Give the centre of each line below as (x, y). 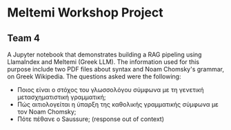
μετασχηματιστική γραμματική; (61, 97)
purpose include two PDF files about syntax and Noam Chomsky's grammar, (116, 69)
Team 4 (23, 38)
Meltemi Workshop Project (85, 13)
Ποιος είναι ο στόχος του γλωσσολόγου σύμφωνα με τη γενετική (111, 90)
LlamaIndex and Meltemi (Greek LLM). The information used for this (103, 62)
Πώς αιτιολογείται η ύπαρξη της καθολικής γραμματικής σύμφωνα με (118, 104)
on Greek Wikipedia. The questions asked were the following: (94, 76)
